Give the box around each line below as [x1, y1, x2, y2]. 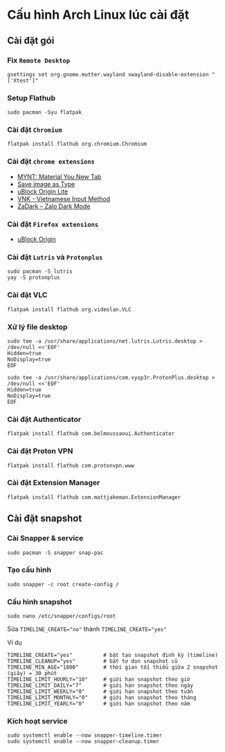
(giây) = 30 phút [7, 670, 57, 677]
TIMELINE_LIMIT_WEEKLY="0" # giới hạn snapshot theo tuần [7, 688, 194, 695]
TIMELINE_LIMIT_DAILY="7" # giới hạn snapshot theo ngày [7, 682, 194, 690]
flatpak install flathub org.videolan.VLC [7, 306, 132, 313]
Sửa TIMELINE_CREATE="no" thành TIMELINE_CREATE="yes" [7, 625, 168, 633]
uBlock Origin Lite [17, 187, 69, 196]
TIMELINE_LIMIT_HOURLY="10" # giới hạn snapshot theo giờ [7, 676, 190, 683]
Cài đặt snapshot [7, 513, 82, 524]
